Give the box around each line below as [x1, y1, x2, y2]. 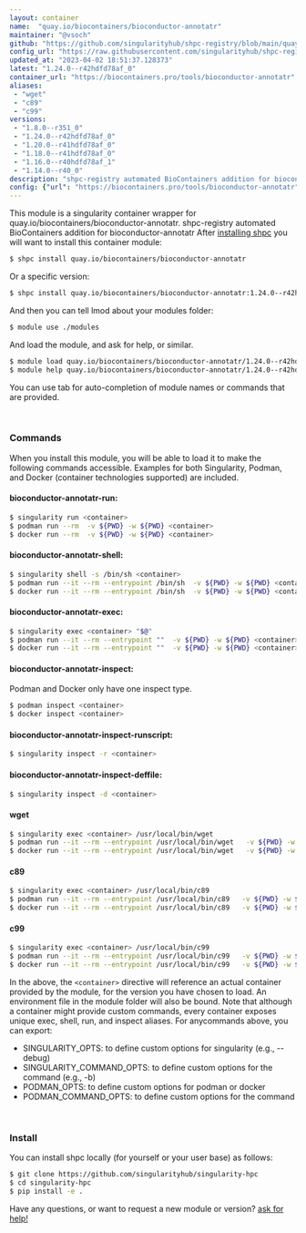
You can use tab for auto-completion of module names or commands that [9, 382, 285, 393]
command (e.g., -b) [22, 1072, 97, 1083]
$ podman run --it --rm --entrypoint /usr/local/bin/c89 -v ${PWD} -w [9, 895, 291, 904]
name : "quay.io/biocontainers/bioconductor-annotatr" [9, 22, 222, 31]
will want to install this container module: [9, 237, 162, 248]
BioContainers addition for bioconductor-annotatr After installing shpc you [9, 227, 289, 238]
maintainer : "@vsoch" [9, 30, 92, 39]
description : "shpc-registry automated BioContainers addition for [9, 174, 271, 183]
